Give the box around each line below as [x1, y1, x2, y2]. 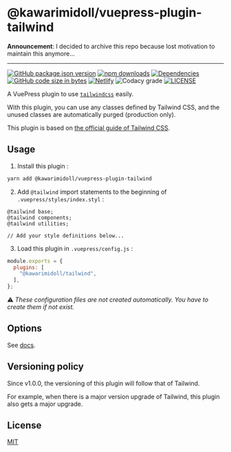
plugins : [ [13, 264, 45, 271]
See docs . [7, 341, 36, 349]
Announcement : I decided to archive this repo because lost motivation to [7, 42, 215, 50]
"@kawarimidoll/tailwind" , [19, 270, 97, 278]
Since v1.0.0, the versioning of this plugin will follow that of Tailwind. [7, 379, 200, 387]
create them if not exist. [7, 303, 74, 310]
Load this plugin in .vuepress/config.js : [16, 244, 133, 252]
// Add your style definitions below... [7, 232, 125, 239]
